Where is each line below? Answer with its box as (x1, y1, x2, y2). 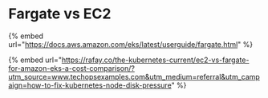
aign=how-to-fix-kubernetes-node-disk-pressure (8, 80, 172, 90)
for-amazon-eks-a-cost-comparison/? (8, 63, 135, 73)
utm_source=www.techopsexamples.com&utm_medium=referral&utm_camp (8, 72, 261, 81)
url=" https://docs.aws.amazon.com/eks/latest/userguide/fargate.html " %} (8, 39, 254, 49)
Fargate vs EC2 (8, 5, 112, 23)
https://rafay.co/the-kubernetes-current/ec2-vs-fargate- (61, 55, 250, 65)
